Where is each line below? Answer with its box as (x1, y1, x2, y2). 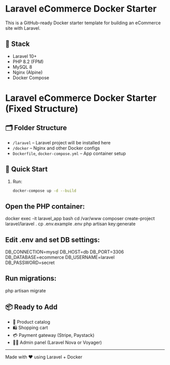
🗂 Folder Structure (5, 124, 67, 132)
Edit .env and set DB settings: (5, 235, 100, 244)
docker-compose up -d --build (12, 188, 77, 193)
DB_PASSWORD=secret (5, 259, 55, 266)
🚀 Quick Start (5, 165, 48, 174)
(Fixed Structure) (5, 103, 78, 114)
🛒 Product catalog (12, 319, 51, 325)
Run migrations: (5, 274, 57, 283)
